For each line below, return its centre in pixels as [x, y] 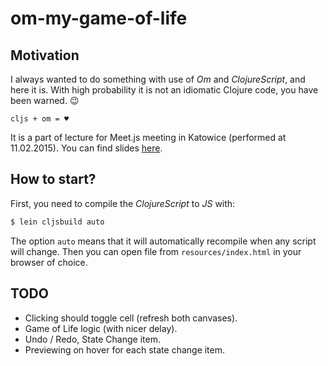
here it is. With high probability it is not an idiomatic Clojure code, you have [164, 90]
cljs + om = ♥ [40, 119]
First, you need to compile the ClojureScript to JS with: [123, 203]
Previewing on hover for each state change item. [125, 349]
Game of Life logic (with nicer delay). [101, 328]
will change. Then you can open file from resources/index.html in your [156, 251]
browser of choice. [49, 262]
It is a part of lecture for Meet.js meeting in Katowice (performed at [148, 137]
